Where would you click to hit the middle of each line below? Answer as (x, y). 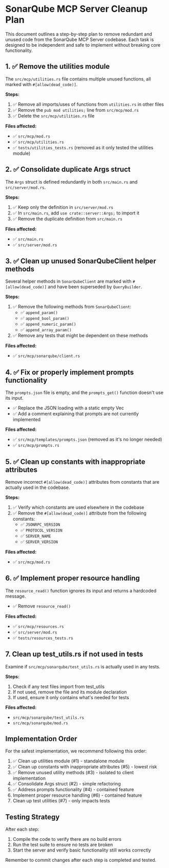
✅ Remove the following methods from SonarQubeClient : (72, 307)
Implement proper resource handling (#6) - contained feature (77, 795)
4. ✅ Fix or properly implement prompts (70, 372)
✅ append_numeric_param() (48, 324)
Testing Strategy (33, 817)
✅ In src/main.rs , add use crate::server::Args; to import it (76, 213)
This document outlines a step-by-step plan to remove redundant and (79, 34)
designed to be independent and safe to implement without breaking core (83, 45)
